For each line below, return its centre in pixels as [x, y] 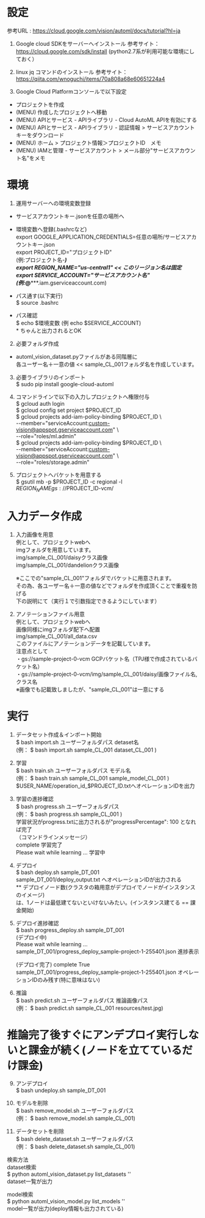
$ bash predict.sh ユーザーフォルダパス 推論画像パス [82, 1000]
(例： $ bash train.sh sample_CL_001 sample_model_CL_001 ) [92, 778]
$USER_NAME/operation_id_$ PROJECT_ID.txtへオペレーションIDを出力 [105, 786]
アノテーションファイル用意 [50, 614]
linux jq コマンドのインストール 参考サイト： [72, 72]
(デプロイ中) [31, 937]
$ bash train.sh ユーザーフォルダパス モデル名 [73, 770]
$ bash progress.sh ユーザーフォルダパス [67, 806]
